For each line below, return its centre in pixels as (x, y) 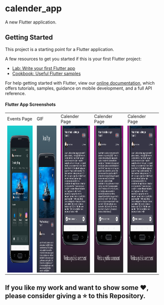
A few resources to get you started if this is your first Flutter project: (73, 59)
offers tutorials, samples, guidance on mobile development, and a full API (79, 88)
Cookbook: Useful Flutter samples (46, 73)
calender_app (33, 9)
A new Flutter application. (31, 22)
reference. (15, 93)
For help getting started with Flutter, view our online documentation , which (80, 83)
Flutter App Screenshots (31, 105)
